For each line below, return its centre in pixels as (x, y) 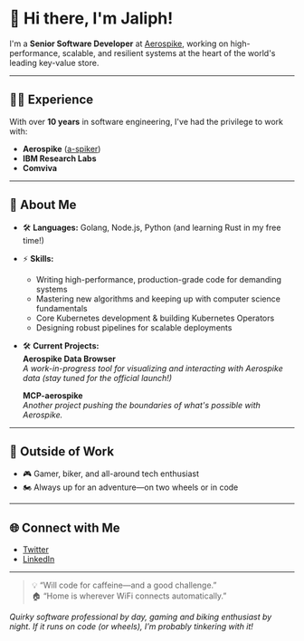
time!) (33, 240)
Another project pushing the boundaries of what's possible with (141, 405)
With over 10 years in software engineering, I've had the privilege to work (146, 121)
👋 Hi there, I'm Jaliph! (91, 19)
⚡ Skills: (38, 258)
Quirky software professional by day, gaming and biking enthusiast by (141, 617)
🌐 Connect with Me (65, 527)
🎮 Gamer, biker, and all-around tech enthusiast (111, 474)
